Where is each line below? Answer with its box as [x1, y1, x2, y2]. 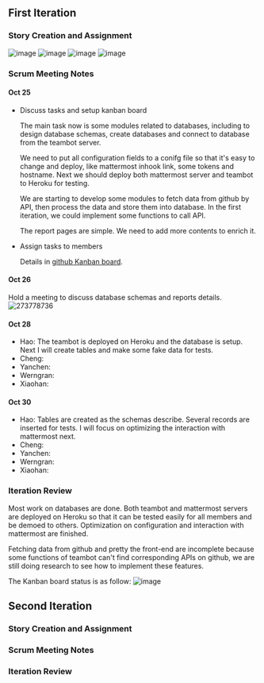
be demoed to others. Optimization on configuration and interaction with [8, 520, 244, 530]
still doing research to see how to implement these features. [8, 561, 205, 570]
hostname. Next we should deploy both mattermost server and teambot [19, 170, 254, 179]
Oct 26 [8, 275, 32, 284]
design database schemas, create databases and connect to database [19, 129, 250, 138]
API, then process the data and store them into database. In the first [19, 202, 242, 211]
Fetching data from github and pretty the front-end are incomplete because [8, 544, 254, 554]
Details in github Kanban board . [19, 257, 123, 266]
